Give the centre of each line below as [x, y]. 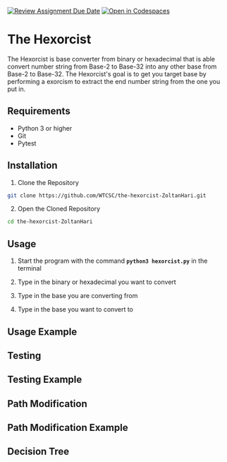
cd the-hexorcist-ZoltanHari [50, 222]
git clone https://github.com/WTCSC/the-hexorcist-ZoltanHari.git [107, 195]
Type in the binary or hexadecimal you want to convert [97, 282]
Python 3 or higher [45, 128]
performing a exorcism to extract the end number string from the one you [114, 81]
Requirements [39, 111]
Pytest [27, 143]
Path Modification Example [68, 428]
